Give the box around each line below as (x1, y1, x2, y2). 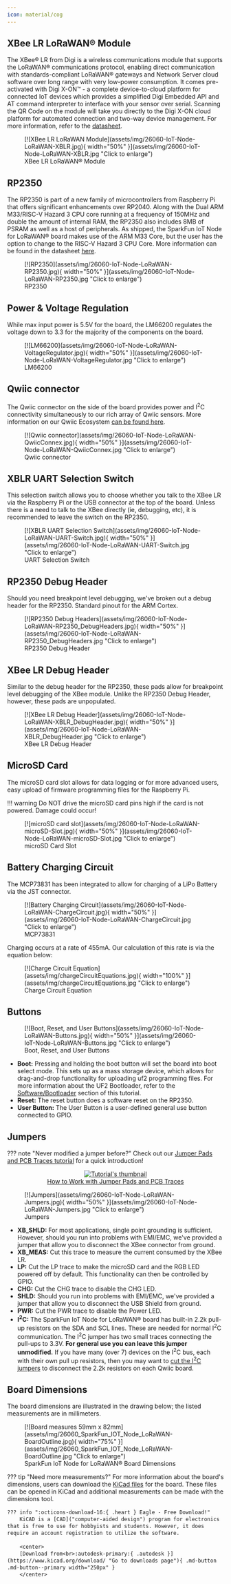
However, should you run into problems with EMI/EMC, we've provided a (16, 1233, 222, 1242)
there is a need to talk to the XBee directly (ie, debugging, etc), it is (7, 506, 197, 514)
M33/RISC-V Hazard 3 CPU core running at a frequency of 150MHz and (7, 211, 210, 219)
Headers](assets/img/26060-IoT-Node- (75, 615, 188, 623)
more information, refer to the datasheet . (7, 121, 122, 130)
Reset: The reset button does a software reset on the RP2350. (16, 1096, 194, 1104)
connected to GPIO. (16, 1111, 74, 1119)
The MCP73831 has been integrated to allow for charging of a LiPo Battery (7, 880, 218, 888)
